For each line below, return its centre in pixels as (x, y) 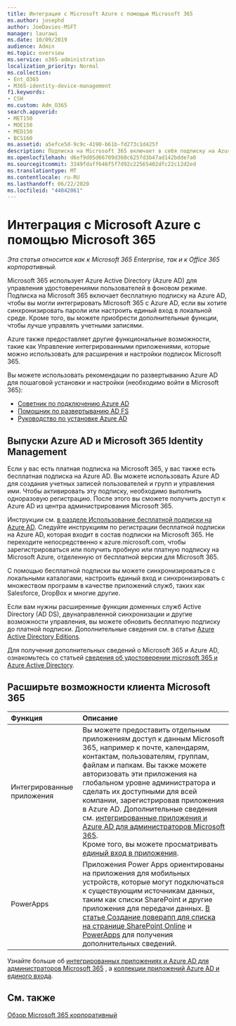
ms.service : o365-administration (56, 60)
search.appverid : (33, 112)
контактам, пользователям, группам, (146, 756)
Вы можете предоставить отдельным (146, 730)
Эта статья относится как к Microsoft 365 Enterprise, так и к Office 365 (113, 259)
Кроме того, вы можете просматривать (150, 844)
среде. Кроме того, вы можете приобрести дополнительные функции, (113, 318)
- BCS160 (20, 138)
